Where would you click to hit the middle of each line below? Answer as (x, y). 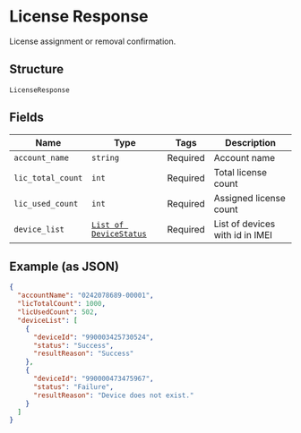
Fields (27, 118)
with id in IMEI (243, 234)
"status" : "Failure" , (73, 386)
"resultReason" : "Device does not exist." (113, 395)
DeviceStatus (119, 233)
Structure (37, 69)
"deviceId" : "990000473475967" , (93, 378)
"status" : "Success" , (73, 345)
